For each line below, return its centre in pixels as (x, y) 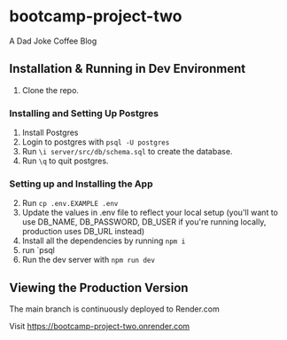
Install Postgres (50, 133)
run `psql (38, 250)
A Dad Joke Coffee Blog (53, 41)
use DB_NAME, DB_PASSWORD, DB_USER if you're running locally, (144, 222)
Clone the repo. (50, 90)
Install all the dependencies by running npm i (104, 241)
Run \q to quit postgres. (65, 161)
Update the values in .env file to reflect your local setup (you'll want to (150, 213)
